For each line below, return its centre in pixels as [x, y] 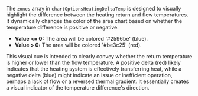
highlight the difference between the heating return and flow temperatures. [97, 15]
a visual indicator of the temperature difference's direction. [78, 87]
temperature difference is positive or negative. [63, 27]
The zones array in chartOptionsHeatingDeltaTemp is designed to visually [94, 9]
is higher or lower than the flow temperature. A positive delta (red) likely [94, 62]
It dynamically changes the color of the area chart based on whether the [94, 21]
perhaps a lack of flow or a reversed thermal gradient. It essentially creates [98, 81]
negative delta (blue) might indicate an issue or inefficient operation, [89, 75]
